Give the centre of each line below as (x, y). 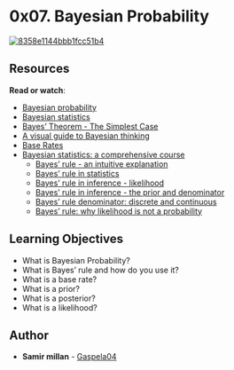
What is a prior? (51, 288)
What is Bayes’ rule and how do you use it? (101, 270)
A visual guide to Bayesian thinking (86, 136)
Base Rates (43, 145)
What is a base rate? (59, 279)
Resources (39, 69)
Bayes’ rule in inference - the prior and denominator (130, 192)
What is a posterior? (58, 298)
